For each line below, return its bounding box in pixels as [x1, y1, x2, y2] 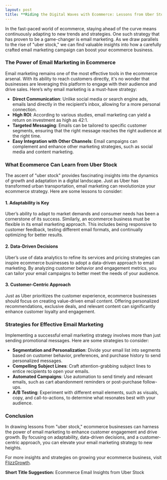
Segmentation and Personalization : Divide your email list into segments [12, 347, 161, 353]
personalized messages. [12, 358, 63, 364]
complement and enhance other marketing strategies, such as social [12, 143, 153, 149]
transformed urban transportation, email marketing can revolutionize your [5, 183, 156, 189]
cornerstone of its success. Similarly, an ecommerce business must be [5, 216, 150, 222]
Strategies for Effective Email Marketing [5, 321, 103, 328]
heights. [5, 445, 22, 451]
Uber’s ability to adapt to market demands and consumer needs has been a [5, 211, 159, 217]
